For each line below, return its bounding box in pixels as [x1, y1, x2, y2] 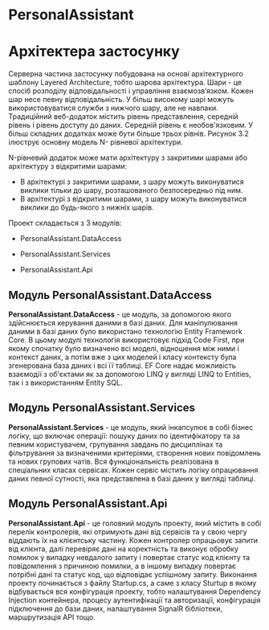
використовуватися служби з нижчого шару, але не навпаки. [8, 103, 218, 113]
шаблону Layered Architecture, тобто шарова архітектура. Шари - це [8, 78, 243, 88]
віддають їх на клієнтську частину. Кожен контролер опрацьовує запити [8, 535, 259, 545]
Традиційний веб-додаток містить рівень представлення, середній [8, 112, 238, 121]
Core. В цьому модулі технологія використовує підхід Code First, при [8, 335, 245, 345]
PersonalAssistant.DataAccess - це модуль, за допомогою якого [8, 309, 231, 319]
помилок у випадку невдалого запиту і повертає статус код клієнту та [8, 552, 251, 562]
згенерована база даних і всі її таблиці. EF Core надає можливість [8, 360, 237, 370]
